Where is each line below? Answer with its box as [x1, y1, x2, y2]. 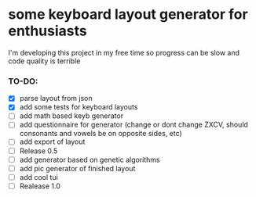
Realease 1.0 [19, 181, 60, 191]
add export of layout [19, 137, 86, 146]
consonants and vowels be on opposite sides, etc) [19, 129, 182, 138]
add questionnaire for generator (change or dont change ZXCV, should [19, 120, 249, 130]
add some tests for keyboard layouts [19, 102, 138, 112]
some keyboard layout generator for [8, 5, 249, 23]
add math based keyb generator [19, 111, 124, 120]
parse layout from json [19, 94, 93, 103]
